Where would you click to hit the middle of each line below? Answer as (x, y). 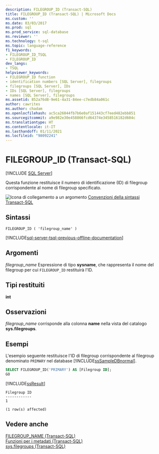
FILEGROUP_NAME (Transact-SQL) (41, 436)
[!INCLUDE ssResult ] (25, 383)
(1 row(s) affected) (26, 409)
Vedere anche (27, 424)
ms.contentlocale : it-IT (30, 127)
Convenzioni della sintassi (114, 197)
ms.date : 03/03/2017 (26, 23)
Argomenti (22, 253)
